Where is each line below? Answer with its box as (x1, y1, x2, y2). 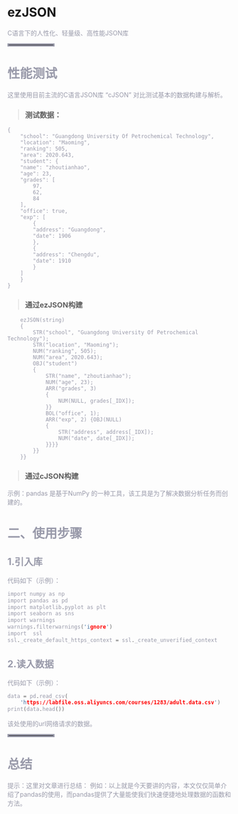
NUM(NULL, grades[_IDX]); (58, 398, 135, 405)
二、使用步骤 (7, 525, 83, 541)
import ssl (7, 630, 43, 638)
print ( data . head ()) (7, 706, 65, 713)
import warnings (7, 617, 55, 624)
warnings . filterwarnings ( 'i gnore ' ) (7, 623, 113, 630)
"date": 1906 (33, 233, 72, 240)
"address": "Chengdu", (33, 251, 100, 258)
